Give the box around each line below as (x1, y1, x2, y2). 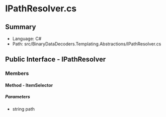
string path (12, 106, 35, 112)
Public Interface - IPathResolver (5, 55, 106, 64)
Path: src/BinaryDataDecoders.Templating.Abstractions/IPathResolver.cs (12, 41, 162, 47)
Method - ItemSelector (5, 82, 53, 88)
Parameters (5, 93, 30, 99)
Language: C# (12, 36, 42, 41)
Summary (5, 23, 36, 31)
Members (5, 70, 29, 77)
